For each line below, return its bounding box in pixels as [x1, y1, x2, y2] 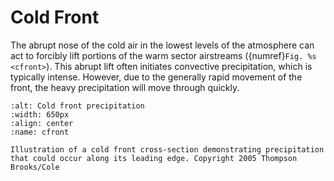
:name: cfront [10, 127, 70, 137]
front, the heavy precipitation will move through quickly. [10, 81, 240, 93]
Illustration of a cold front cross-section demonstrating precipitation [10, 144, 325, 155]
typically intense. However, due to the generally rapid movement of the [10, 71, 303, 83]
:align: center [10, 118, 74, 128]
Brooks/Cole [10, 162, 60, 172]
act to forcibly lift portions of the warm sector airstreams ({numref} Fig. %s [10, 49, 317, 61]
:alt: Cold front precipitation [10, 101, 145, 111]
